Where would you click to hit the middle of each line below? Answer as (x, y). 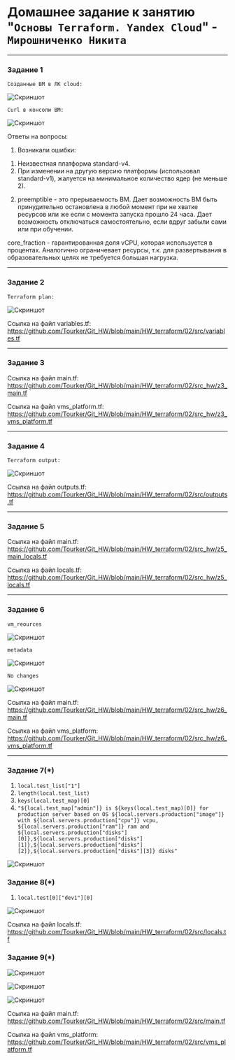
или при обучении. (45, 229)
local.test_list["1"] (49, 786)
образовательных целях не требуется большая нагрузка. (93, 258)
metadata (20, 650)
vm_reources (24, 624)
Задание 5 (26, 527)
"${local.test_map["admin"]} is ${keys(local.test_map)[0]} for (113, 808)
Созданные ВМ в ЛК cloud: (45, 85)
